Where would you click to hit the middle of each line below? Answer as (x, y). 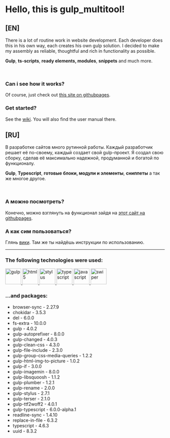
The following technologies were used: (54, 260)
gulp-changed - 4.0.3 (35, 339)
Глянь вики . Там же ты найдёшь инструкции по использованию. (75, 242)
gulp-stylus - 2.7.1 (31, 393)
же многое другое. (26, 179)
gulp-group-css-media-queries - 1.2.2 (52, 355)
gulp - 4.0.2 (25, 328)
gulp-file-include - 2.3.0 (38, 350)
